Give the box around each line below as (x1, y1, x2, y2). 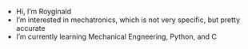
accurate (15, 24, 46, 32)
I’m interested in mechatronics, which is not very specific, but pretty (15, 15, 241, 24)
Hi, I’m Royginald (15, 7, 72, 16)
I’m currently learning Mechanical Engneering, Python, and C (15, 32, 218, 41)
